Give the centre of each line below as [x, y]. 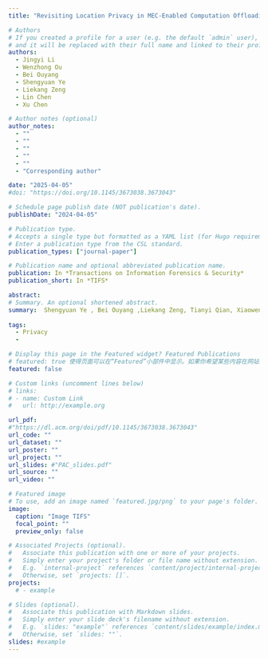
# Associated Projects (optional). [67, 546]
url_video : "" [32, 480]
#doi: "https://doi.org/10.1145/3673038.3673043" [93, 193]
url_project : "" [35, 457]
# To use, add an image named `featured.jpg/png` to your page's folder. [134, 501]
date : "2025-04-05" [41, 185]
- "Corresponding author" [59, 171]
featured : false [35, 369]
